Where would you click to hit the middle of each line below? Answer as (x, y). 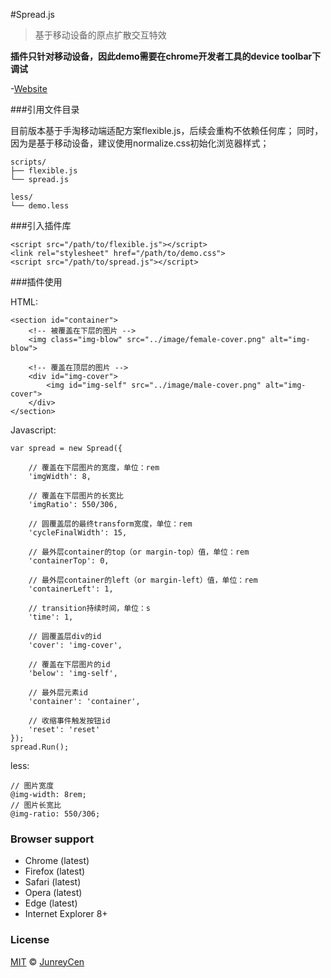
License (30, 940)
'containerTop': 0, (69, 561)
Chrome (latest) (57, 861)
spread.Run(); (40, 747)
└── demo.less (40, 206)
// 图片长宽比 (36, 805)
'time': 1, (51, 617)
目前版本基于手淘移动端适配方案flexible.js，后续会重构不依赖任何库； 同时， (167, 130)
